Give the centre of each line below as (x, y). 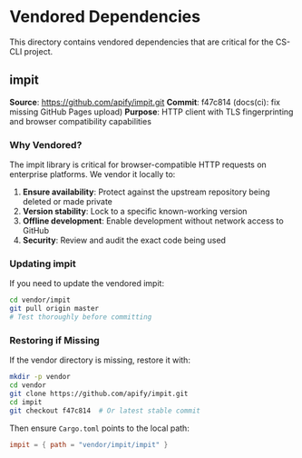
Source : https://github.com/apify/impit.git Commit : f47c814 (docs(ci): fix (145, 102)
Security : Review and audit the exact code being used (124, 240)
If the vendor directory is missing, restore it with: (100, 360)
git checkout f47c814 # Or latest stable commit (105, 411)
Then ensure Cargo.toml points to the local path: (100, 428)
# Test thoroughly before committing (81, 317)
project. (39, 51)
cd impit (26, 402)
